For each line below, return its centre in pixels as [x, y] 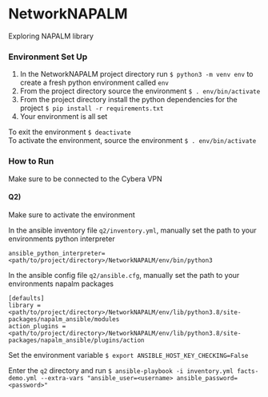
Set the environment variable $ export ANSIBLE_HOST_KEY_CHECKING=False [128, 355]
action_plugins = [37, 326]
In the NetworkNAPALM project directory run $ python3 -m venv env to [136, 74]
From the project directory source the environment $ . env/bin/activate [140, 91]
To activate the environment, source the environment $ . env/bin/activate [132, 141]
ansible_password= [207, 378]
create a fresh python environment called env [94, 83]
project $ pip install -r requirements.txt [92, 108]
